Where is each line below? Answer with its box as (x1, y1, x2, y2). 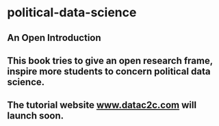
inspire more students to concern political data (7, 65, 211, 77)
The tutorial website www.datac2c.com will (7, 99, 197, 111)
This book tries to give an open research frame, (7, 54, 214, 66)
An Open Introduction (7, 32, 101, 44)
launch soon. (7, 110, 64, 122)
